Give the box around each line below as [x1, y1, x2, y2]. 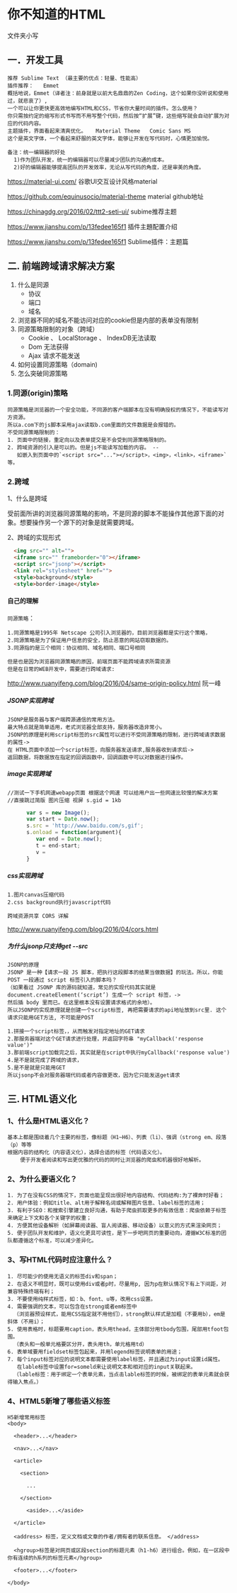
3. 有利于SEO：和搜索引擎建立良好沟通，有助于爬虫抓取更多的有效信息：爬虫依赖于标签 [7, 1207, 226, 1214]
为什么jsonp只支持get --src [7, 942, 88, 950]
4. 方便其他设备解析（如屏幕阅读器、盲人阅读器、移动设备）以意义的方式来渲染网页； [7, 1222, 223, 1229]
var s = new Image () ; [25, 809, 91, 816]
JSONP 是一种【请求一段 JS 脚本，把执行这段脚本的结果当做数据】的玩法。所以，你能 [7, 969, 224, 976]
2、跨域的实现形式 [7, 533, 62, 542]
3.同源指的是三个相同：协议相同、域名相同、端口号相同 [7, 644, 146, 651]
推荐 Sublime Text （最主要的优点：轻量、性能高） [7, 74, 141, 82]
